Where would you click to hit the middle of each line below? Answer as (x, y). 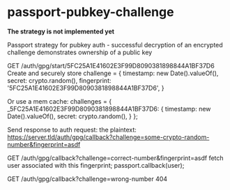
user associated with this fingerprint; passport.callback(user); (96, 165)
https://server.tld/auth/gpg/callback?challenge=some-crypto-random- (108, 137)
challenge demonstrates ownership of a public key (80, 52)
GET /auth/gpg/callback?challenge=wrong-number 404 (87, 179)
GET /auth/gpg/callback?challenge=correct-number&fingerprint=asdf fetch (116, 158)
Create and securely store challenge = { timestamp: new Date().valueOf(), (113, 73)
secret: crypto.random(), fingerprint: (59, 80)
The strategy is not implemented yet (61, 31)
